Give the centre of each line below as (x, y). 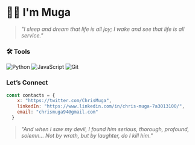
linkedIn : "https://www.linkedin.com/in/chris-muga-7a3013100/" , (101, 106)
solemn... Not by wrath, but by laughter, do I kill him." (87, 135)
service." (32, 35)
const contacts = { (31, 95)
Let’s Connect (27, 83)
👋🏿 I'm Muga (39, 12)
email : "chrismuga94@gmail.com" (58, 112)
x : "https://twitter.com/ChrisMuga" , (65, 101)
